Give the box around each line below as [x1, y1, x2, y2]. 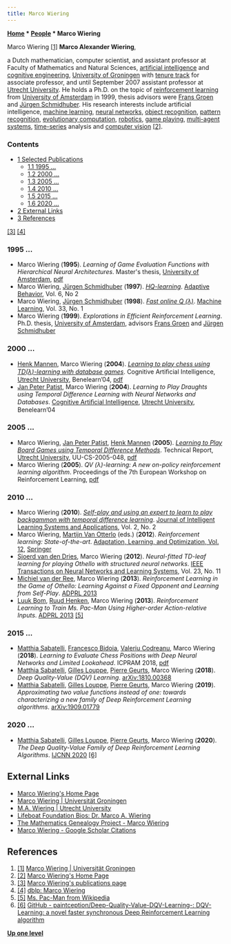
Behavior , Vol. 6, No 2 [17, 290, 79, 298]
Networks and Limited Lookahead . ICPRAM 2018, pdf [17, 659, 169, 667]
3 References [17, 214, 56, 222]
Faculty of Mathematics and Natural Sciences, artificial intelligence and [7, 63, 210, 71]
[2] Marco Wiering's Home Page [17, 871, 109, 880]
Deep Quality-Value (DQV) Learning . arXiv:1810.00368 [17, 673, 172, 682]
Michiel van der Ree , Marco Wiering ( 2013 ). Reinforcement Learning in [17, 574, 219, 583]
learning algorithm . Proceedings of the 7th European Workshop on [17, 468, 207, 476]
